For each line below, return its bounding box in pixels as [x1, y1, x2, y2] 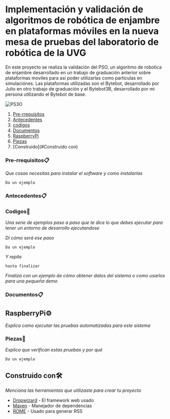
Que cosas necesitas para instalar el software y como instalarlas [5, 170, 143, 177]
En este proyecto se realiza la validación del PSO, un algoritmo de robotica [5, 64, 162, 70]
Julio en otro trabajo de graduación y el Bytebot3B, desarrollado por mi [5, 85, 155, 92]
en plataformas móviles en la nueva [5, 26, 159, 37]
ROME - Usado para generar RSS [12, 408, 83, 414]
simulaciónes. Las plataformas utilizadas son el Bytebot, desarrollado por [5, 80, 159, 86]
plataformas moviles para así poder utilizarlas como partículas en [5, 75, 143, 81]
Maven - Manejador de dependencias [12, 403, 92, 409]
